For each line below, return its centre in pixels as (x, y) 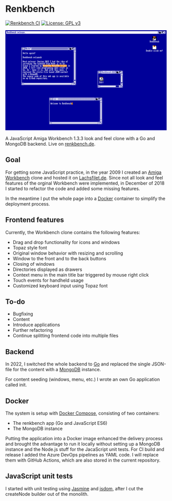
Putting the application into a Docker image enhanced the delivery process (84, 439)
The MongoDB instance (38, 429)
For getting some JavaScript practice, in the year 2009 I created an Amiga (83, 172)
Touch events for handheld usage (48, 280)
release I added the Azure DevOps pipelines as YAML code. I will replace (82, 455)
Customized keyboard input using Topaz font (60, 286)
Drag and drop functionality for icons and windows (66, 242)
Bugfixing (23, 314)
